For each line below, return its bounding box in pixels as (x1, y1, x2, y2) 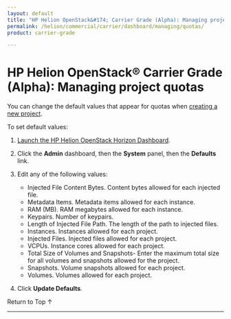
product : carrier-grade (7, 29, 76, 36)
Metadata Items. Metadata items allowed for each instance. (27, 198, 196, 206)
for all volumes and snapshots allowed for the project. (27, 256, 180, 265)
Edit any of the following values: (16, 170, 108, 179)
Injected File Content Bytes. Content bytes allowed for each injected (27, 184, 221, 192)
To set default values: (7, 123, 69, 131)
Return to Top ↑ (7, 298, 53, 306)
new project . (7, 109, 43, 118)
